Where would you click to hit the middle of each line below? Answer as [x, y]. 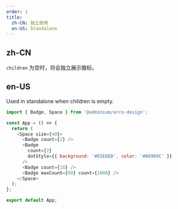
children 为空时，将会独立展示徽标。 [52, 68]
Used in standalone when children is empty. [60, 101]
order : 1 [17, 12]
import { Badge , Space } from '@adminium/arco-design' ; [77, 112]
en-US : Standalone [35, 28]
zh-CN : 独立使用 [30, 23]
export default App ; [32, 201]
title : [14, 17]
